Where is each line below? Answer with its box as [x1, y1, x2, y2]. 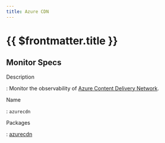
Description [6, 73, 34, 80]
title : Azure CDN [6, 8, 49, 15]
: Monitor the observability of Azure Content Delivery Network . [6, 84, 159, 92]
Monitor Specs [6, 57, 62, 68]
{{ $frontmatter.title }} [6, 34, 118, 47]
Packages [6, 119, 31, 126]
